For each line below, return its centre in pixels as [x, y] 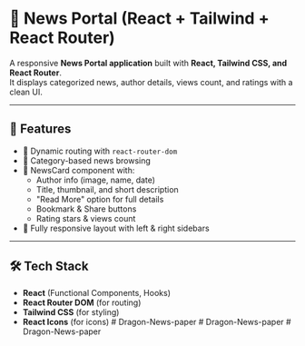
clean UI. [26, 92]
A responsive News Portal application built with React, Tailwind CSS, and [148, 63]
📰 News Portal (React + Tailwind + [139, 19]
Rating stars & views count [86, 218]
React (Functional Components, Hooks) [96, 292]
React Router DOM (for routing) [82, 302]
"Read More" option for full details [100, 199]
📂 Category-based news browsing [87, 160]
